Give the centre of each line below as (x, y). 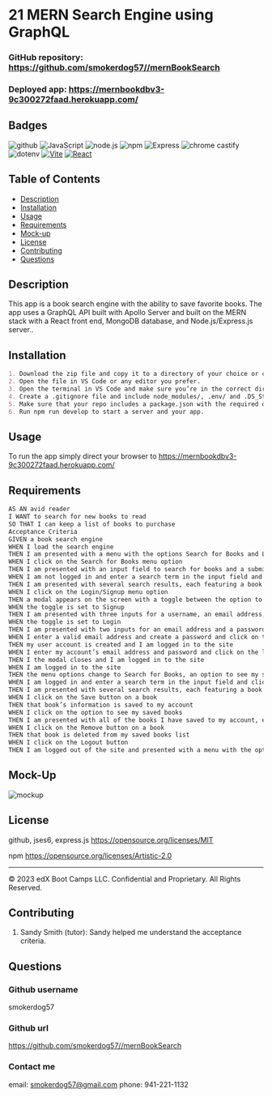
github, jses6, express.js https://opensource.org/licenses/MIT (111, 839)
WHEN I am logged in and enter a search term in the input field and (128, 682)
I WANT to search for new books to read (78, 517)
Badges (28, 126)
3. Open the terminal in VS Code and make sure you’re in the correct (130, 389)
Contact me (32, 1067)
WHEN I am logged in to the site (65, 667)
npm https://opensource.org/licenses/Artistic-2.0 (90, 856)
